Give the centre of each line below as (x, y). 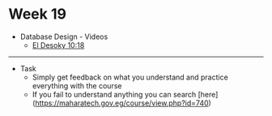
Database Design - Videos (64, 37)
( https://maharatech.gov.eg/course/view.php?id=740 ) (122, 103)
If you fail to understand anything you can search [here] (125, 94)
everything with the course (77, 85)
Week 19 (38, 14)
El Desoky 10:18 (58, 45)
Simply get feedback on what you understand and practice (130, 77)
